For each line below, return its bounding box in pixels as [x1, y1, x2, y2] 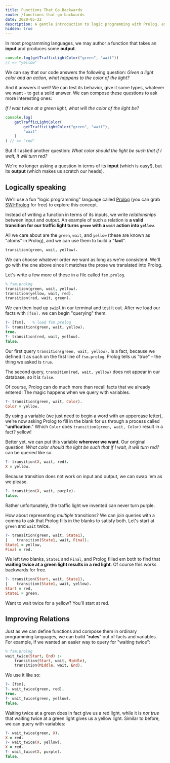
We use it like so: [5, 672, 40, 678]
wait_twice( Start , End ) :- [5, 653, 62, 659]
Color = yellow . [5, 404, 39, 409]
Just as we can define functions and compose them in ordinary [5, 628, 137, 634]
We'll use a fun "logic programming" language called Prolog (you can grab [5, 196, 160, 202]
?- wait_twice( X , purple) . [5, 749, 62, 754]
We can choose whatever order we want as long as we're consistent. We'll [5, 257, 160, 263]
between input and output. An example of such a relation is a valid [5, 216, 144, 223]
